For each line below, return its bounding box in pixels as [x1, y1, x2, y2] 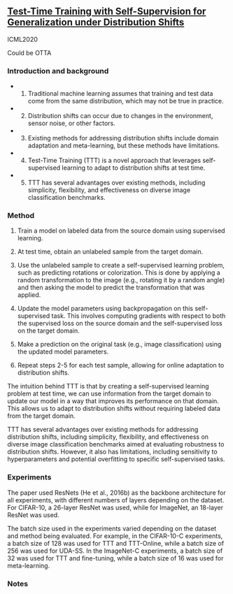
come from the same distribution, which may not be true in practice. [27, 97, 224, 106]
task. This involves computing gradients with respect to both [51, 312, 226, 320]
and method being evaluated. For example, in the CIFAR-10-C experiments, [7, 531, 223, 540]
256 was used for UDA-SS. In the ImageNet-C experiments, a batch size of [7, 546, 223, 555]
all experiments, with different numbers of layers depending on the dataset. [7, 495, 225, 504]
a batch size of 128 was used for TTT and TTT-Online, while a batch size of [7, 539, 225, 547]
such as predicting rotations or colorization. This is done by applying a [17, 268, 220, 277]
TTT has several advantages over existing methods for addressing [7, 426, 199, 434]
